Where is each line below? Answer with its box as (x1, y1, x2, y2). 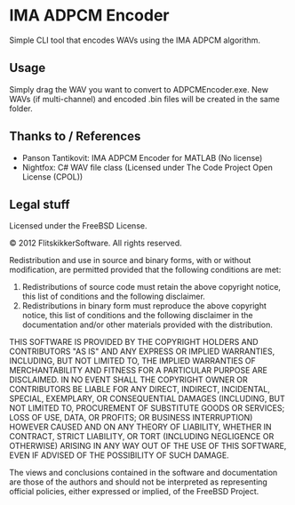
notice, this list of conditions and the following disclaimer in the (21, 310, 253, 321)
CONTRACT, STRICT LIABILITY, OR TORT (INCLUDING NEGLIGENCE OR (9, 431, 275, 442)
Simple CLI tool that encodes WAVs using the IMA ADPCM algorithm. (9, 35, 260, 45)
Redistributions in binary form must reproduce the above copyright (21, 301, 267, 311)
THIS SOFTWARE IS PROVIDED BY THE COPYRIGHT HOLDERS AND (9, 337, 259, 348)
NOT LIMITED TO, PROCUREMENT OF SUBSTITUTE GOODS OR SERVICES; (9, 403, 285, 413)
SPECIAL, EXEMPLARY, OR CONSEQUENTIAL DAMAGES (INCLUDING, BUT (9, 393, 286, 405)
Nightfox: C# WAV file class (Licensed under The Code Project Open (21, 162, 273, 172)
